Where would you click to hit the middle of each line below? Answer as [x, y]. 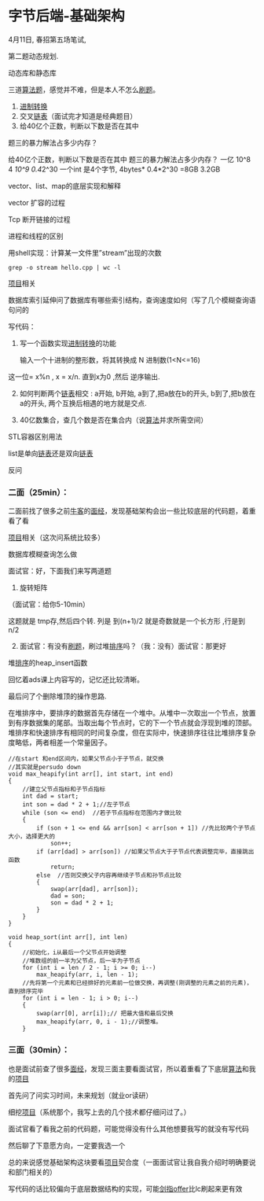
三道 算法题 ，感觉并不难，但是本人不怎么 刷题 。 [84, 89]
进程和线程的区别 [36, 236]
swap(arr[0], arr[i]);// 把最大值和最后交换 [105, 1014]
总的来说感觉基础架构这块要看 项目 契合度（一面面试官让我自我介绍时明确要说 [132, 1162]
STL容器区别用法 [35, 437]
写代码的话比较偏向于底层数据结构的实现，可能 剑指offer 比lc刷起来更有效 [125, 1188]
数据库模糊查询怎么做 [42, 554]
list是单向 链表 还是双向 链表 [51, 453]
